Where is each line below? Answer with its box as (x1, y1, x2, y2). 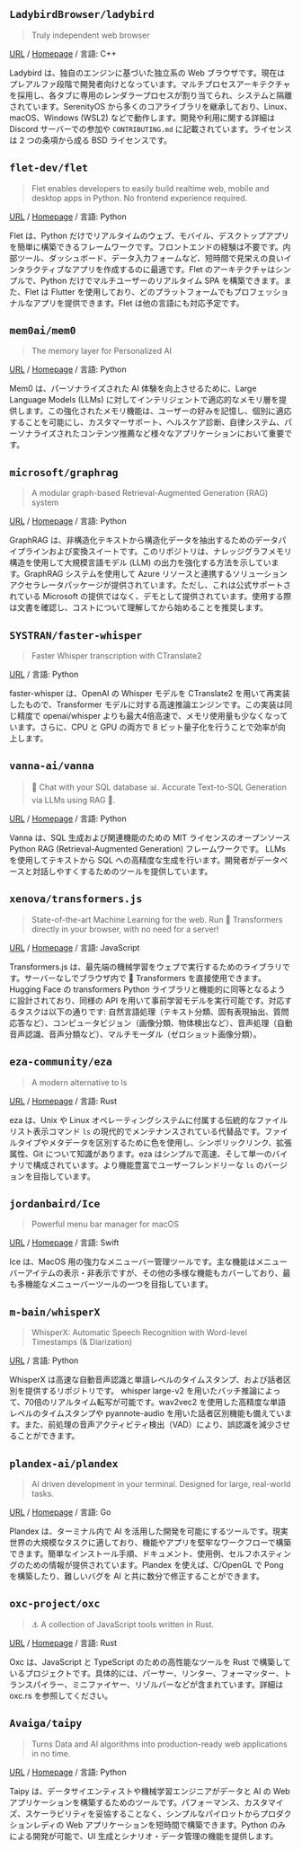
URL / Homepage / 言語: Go (9, 1506, 111, 1518)
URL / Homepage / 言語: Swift (9, 1237, 120, 1248)
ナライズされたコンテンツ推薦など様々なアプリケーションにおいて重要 (24, 428, 285, 439)
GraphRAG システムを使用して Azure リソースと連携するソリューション (23, 569, 288, 580)
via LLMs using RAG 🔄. (31, 794, 116, 805)
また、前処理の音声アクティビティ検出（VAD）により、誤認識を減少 (23, 1420, 275, 1430)
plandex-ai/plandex (9, 1456, 119, 1470)
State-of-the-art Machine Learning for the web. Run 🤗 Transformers (31, 914, 283, 925)
